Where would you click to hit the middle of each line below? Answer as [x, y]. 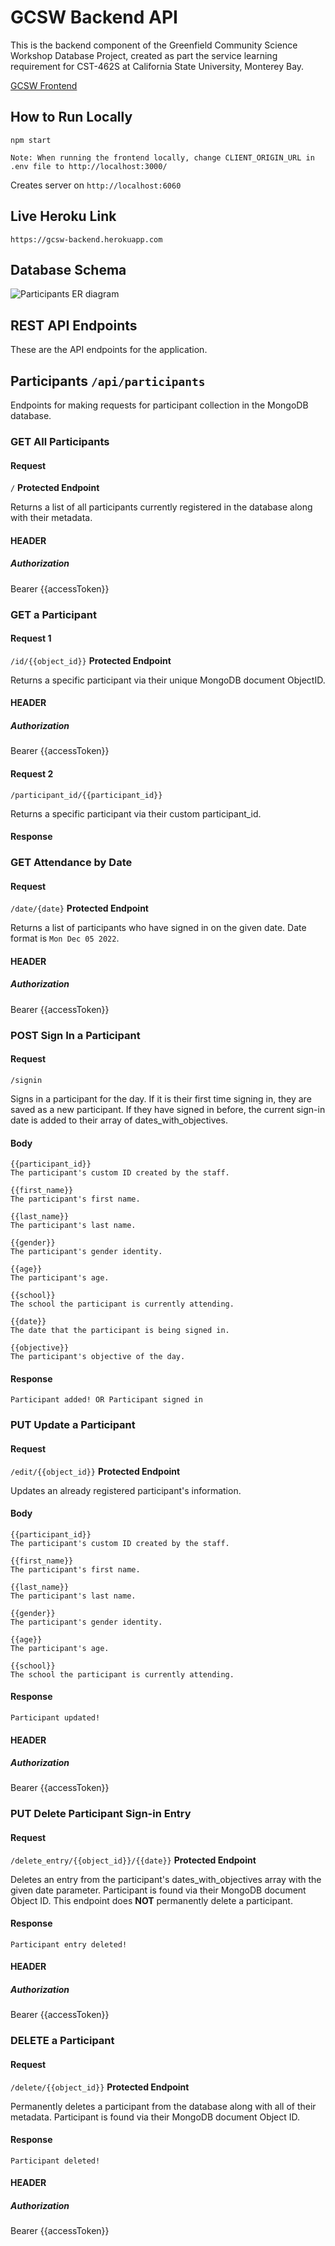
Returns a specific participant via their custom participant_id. [136, 813]
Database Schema [68, 269]
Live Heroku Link [63, 216]
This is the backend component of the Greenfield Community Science [154, 45]
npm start [31, 140]
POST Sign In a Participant [75, 1035]
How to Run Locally [71, 117]
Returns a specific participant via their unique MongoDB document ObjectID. [168, 680]
